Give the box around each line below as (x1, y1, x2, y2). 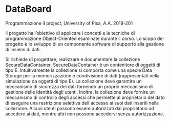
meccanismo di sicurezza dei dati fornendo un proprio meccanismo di (5, 83, 153, 90)
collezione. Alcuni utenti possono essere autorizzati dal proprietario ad (5, 105, 155, 111)
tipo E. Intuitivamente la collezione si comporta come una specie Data (5, 67, 153, 73)
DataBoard (5, 3, 52, 15)
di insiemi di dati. (5, 46, 41, 52)
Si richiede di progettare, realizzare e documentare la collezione (5, 56, 140, 62)
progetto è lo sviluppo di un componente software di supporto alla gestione (5, 40, 164, 47)
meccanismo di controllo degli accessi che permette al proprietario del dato (5, 94, 165, 100)
